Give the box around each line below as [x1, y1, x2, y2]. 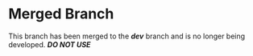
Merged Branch [8, 5, 114, 23]
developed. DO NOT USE [8, 39, 91, 49]
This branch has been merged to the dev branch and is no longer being [8, 31, 246, 41]
